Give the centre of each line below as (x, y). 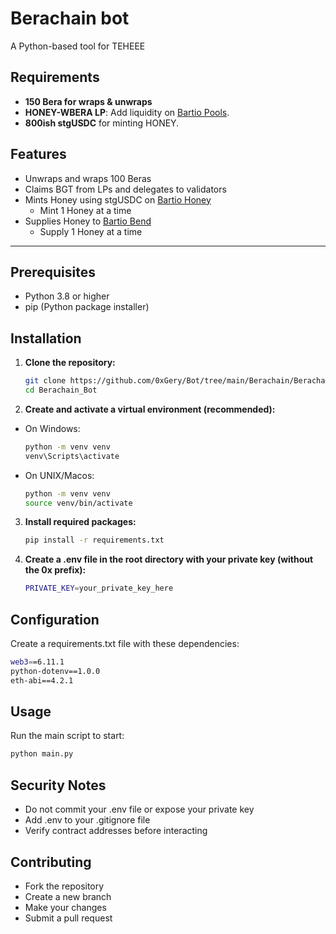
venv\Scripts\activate (72, 456)
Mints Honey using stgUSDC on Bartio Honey (118, 199)
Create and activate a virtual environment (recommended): (150, 409)
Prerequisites (53, 272)
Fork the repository (64, 886)
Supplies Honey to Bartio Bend (88, 221)
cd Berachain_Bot (61, 390)
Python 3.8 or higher (67, 296)
